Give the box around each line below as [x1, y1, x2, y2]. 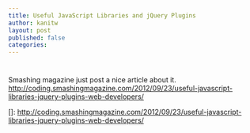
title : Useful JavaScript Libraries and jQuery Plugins [8, 11, 196, 20]
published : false [8, 33, 66, 42]
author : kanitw [8, 19, 59, 27]
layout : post [8, 26, 51, 34]
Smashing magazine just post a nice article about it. [8, 75, 176, 85]
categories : [8, 41, 47, 49]
